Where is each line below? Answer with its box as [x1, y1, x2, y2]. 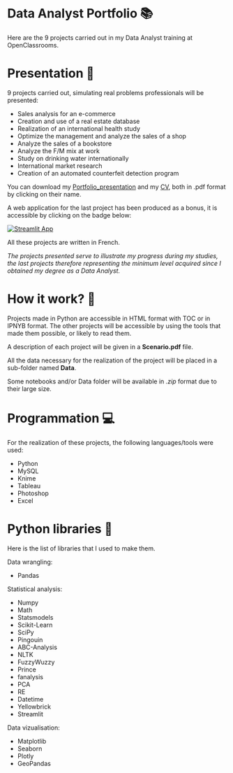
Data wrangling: [7, 558, 53, 566]
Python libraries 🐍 [7, 520, 113, 537]
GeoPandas [17, 759, 51, 767]
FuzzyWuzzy [17, 658, 55, 666]
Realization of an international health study [17, 124, 141, 133]
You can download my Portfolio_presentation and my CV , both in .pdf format [7, 183, 226, 191]
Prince [17, 665, 36, 674]
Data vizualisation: [7, 723, 61, 732]
